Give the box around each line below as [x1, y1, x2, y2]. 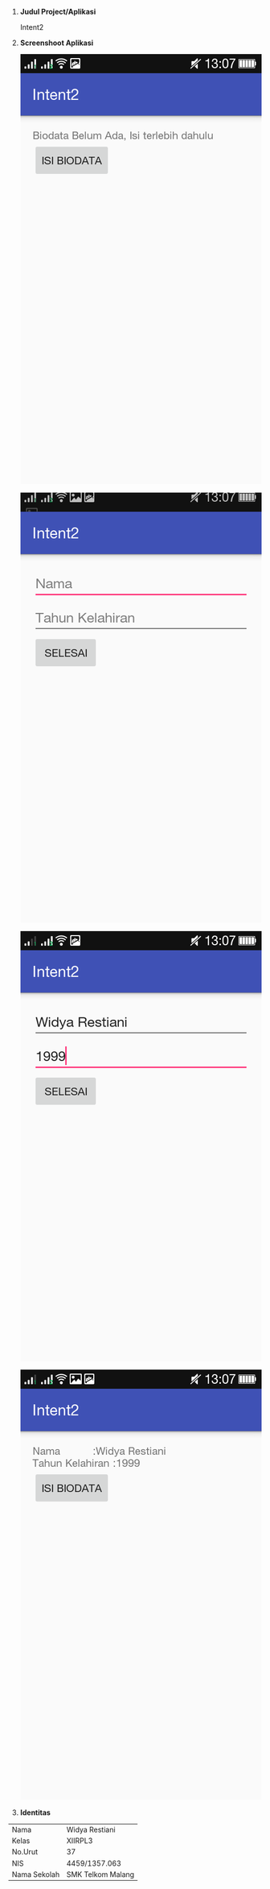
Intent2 [19, 23, 44, 31]
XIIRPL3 [66, 1836, 93, 1846]
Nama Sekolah [11, 1869, 60, 1879]
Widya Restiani [66, 1825, 116, 1834]
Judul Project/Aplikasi [19, 7, 96, 16]
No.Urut [11, 1847, 39, 1857]
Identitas [19, 1808, 51, 1817]
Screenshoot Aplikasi [19, 38, 94, 48]
